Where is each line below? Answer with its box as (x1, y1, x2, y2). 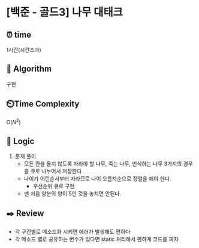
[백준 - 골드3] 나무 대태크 (6, 5, 123, 19)
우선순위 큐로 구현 (32, 183, 75, 190)
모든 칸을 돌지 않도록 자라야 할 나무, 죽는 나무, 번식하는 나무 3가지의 (23, 160, 182, 167)
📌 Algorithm (6, 64, 52, 74)
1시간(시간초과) (6, 46, 42, 53)
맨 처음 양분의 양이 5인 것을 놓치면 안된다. (23, 190, 122, 197)
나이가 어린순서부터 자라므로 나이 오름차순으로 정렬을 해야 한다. (23, 175, 171, 182)
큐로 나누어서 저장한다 (30, 168, 82, 175)
